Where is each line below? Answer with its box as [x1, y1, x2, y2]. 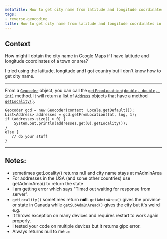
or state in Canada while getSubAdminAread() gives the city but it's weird [12, 202, 160, 208]
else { [5, 130, 19, 135]
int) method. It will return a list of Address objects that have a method [5, 93, 148, 99]
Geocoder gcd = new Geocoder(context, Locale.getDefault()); [5, 108, 135, 113]
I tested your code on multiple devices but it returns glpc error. [12, 223, 141, 229]
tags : [5, 12, 16, 17]
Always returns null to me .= [12, 228, 71, 234]
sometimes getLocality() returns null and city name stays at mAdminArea [12, 170, 162, 176]
